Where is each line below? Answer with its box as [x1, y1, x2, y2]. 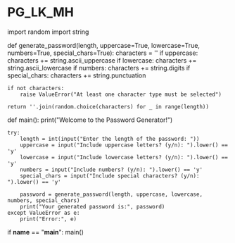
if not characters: [7, 85, 65, 92]
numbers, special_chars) [7, 197, 80, 204]
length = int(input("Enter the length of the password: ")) [20, 135, 200, 142]
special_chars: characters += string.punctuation [7, 71, 146, 80]
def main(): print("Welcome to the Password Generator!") [7, 116, 173, 124]
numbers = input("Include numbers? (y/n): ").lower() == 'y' [20, 166, 203, 173]
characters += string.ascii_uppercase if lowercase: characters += [7, 56, 197, 64]
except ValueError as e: [7, 209, 80, 216]
